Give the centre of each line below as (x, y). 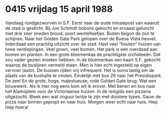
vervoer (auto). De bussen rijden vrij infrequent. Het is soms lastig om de (80, 70)
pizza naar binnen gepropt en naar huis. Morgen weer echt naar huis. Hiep (82, 102)
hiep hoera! (17, 107)
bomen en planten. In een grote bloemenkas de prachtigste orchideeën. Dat (83, 54)
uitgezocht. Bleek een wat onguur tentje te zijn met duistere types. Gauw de (83, 96)
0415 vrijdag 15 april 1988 (59, 9)
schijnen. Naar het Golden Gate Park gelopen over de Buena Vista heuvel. (81, 39)
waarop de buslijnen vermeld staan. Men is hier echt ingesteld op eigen (79, 65)
